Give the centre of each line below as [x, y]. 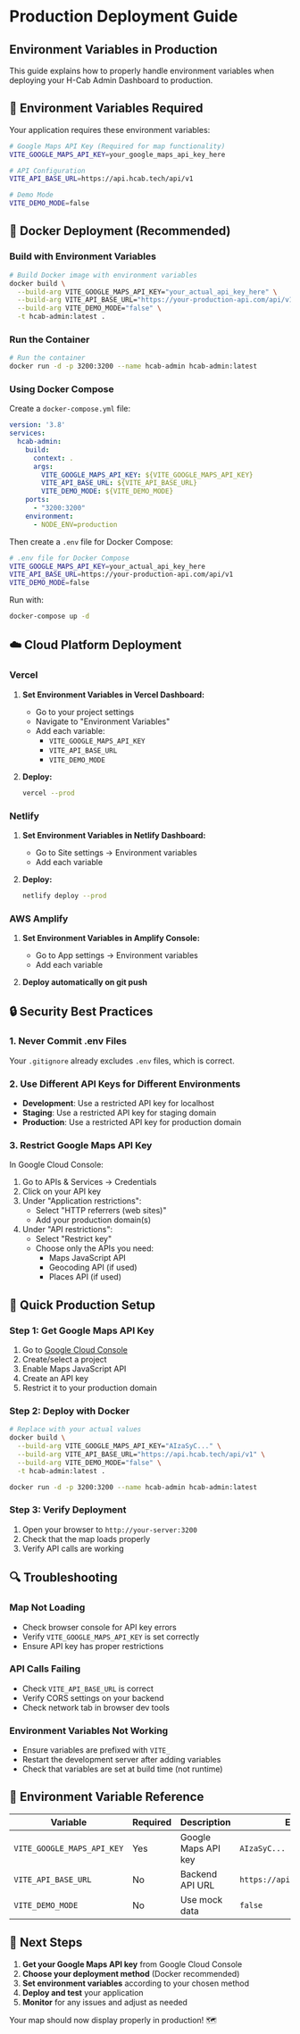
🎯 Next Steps [46, 1942]
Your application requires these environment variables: [110, 129]
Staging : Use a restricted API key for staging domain [119, 1113]
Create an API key [55, 1379]
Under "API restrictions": [67, 1230]
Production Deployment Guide [124, 17]
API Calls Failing [45, 1669]
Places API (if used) [85, 1277]
